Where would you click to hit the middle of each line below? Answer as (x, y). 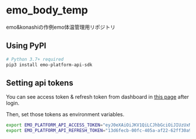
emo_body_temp (47, 10)
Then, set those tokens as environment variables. (65, 114)
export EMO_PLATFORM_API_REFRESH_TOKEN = (56, 131)
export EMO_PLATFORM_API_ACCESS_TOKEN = (55, 125)
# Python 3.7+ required (35, 59)
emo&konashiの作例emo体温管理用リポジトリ (61, 27)
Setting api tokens (40, 83)
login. (13, 103)
